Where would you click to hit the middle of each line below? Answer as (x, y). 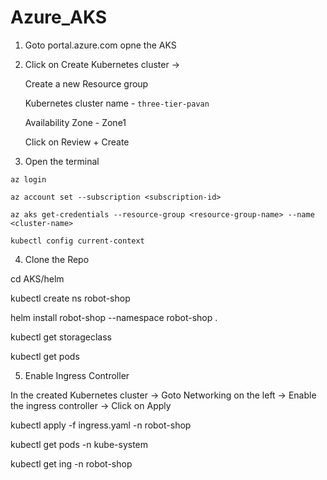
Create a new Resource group (86, 83)
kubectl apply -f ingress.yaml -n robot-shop (101, 425)
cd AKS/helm (37, 278)
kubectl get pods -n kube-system (79, 444)
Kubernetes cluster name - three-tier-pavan (117, 103)
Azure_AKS (59, 17)
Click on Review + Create (77, 142)
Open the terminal (62, 161)
